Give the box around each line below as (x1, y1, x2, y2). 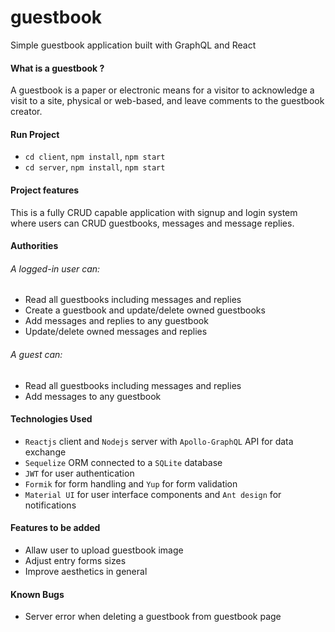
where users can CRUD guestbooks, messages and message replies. (10, 217, 295, 229)
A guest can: (10, 348, 63, 360)
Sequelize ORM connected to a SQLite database (24, 456, 223, 468)
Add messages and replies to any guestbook (24, 315, 209, 327)
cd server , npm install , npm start (24, 161, 166, 173)
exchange (24, 446, 67, 458)
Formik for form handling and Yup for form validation (24, 477, 238, 490)
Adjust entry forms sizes (24, 554, 127, 566)
